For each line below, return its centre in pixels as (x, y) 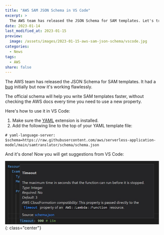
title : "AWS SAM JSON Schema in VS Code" (48, 10)
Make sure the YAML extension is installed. (55, 120)
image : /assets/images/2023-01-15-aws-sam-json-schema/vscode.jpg (78, 42)
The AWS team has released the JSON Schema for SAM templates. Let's (82, 21)
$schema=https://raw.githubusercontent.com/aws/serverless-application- (81, 140)
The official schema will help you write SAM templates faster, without (74, 96)
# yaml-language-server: (30, 135)
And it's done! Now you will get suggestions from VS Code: (65, 154)
